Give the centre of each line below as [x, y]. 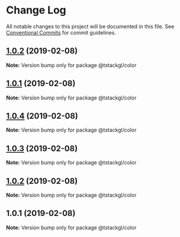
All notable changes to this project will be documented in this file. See [90, 26]
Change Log [36, 10]
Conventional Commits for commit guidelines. [61, 32]
